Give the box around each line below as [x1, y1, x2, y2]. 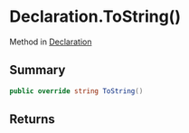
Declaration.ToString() [9, 6, 181, 27]
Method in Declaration [9, 36, 92, 47]
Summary [9, 62, 66, 78]
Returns [9, 111, 56, 128]
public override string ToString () [9, 86, 144, 96]
